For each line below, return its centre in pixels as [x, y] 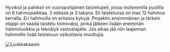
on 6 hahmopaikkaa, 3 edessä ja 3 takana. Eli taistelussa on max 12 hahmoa [85, 13]
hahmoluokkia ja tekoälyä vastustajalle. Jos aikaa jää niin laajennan [76, 29]
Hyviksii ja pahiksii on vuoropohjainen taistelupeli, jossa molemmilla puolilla [84, 7]
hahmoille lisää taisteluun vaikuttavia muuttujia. [55, 34]
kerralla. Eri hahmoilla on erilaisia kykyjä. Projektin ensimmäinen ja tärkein [83, 18]
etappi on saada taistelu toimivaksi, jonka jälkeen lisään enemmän [75, 23]
